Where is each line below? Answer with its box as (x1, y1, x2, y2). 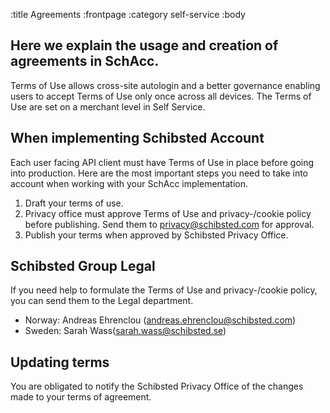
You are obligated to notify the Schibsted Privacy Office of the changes (10, 380, 304, 393)
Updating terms (10, 354, 110, 371)
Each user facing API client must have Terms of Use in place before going (10, 156, 315, 168)
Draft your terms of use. (24, 197, 124, 209)
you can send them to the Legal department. (10, 295, 194, 307)
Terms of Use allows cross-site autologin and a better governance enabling (10, 79, 321, 91)
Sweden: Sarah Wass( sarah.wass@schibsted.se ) (24, 325, 227, 337)
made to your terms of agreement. (10, 391, 152, 403)
